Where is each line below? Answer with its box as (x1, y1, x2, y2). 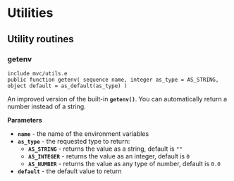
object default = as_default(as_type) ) (7, 82, 128, 89)
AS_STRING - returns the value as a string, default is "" (27, 144, 183, 153)
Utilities (7, 5, 54, 21)
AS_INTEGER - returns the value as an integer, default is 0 (27, 151, 190, 160)
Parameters (7, 116, 42, 124)
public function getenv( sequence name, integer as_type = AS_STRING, (7, 76, 219, 83)
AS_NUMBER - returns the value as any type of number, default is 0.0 (27, 159, 221, 168)
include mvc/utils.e (7, 70, 68, 77)
